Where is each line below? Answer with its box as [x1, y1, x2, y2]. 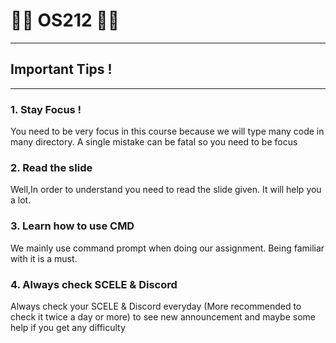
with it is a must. [10, 252, 78, 264]
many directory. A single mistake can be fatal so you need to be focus [10, 136, 298, 148]
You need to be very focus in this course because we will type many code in [10, 125, 325, 138]
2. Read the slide [10, 160, 93, 174]
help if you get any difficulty [10, 321, 126, 333]
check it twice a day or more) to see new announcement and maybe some [10, 310, 316, 323]
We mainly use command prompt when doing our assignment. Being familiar [10, 242, 325, 254]
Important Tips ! [10, 61, 113, 78]
